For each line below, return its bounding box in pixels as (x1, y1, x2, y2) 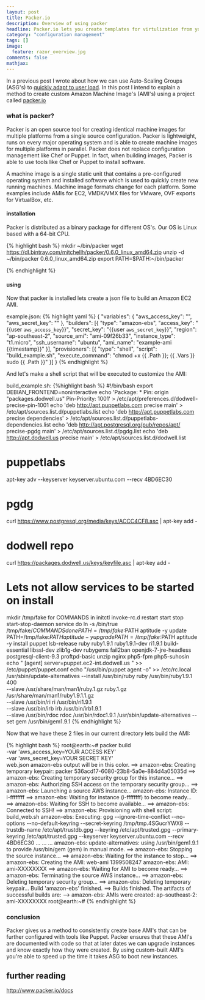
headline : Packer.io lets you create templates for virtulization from (6, 26, 192, 32)
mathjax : (6, 60, 29, 66)
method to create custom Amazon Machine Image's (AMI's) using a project (6, 90, 195, 97)
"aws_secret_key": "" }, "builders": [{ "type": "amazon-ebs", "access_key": (6, 319, 195, 327)
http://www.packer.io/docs (6, 987, 74, 994)
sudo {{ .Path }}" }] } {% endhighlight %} (6, 359, 109, 366)
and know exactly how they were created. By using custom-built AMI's (6, 946, 184, 953)
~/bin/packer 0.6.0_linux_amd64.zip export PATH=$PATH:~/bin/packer (6, 255, 184, 262)
